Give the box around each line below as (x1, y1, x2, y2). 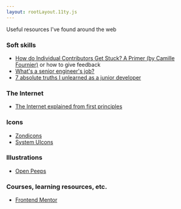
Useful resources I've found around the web (6, 26, 117, 33)
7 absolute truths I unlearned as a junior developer (15, 74, 142, 81)
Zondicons (15, 132, 43, 139)
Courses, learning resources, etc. (6, 182, 108, 191)
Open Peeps (15, 167, 47, 174)
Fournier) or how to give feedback (15, 61, 101, 68)
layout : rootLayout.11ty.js (6, 9, 78, 15)
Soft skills (6, 41, 36, 49)
